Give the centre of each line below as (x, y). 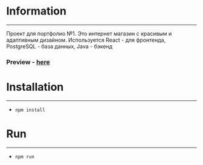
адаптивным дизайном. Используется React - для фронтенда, (86, 40)
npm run (24, 157)
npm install (30, 110)
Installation (35, 87)
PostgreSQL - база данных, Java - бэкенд (60, 46)
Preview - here (28, 62)
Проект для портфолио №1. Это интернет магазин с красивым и (89, 33)
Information (36, 11)
